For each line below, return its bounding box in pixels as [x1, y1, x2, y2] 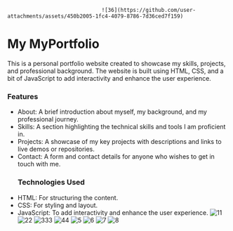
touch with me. [17, 160, 61, 169]
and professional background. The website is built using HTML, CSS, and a [7, 67, 224, 75]
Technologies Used [17, 178, 86, 187]
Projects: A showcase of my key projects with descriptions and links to [17, 138, 222, 146]
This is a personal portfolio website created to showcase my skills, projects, [7, 59, 226, 67]
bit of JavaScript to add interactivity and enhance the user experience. [7, 74, 212, 82]
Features [7, 91, 39, 101]
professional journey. [17, 115, 79, 124]
